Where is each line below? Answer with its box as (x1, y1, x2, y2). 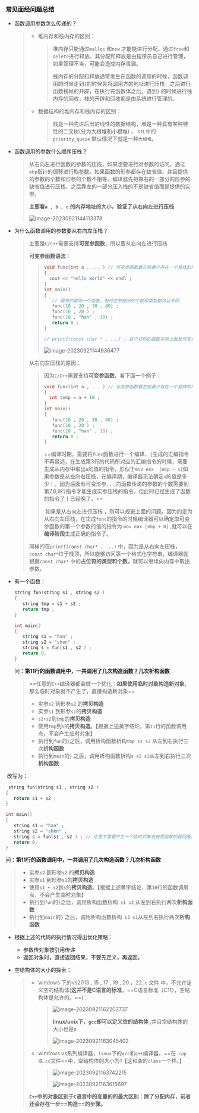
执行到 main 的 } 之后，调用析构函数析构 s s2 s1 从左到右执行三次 (37, 752, 191, 759)
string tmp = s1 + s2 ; (22, 601, 81, 607)
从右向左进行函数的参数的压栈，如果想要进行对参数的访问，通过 (29, 161, 185, 168)
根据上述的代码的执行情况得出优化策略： (14, 934, 113, 941)
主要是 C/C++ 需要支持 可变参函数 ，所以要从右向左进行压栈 (29, 240, 168, 247)
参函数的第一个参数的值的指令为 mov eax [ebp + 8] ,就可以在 (43, 523, 193, 530)
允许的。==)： (53, 994, 89, 1001)
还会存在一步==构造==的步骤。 (29, 1100, 106, 1108)
